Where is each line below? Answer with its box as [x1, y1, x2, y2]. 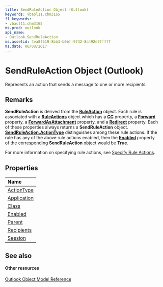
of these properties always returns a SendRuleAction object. [5, 124, 129, 130]
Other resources [5, 265, 39, 271]
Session [7, 235, 26, 242]
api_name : [5, 30, 26, 35]
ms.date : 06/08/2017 [5, 44, 48, 49]
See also [5, 252, 32, 260]
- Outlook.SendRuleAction [5, 35, 58, 40]
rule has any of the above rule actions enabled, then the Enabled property [5, 135, 155, 141]
